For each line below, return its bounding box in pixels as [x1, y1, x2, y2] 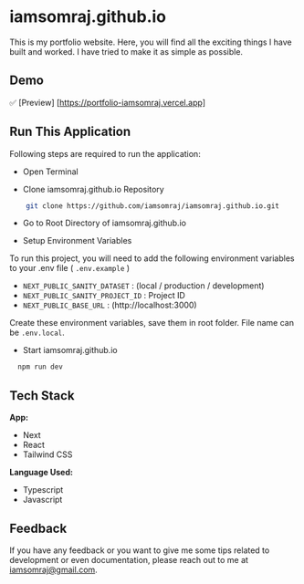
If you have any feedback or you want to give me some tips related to [9, 545, 270, 556]
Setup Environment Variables [22, 235, 132, 246]
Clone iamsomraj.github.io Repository [22, 183, 164, 194]
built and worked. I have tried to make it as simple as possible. [9, 46, 244, 57]
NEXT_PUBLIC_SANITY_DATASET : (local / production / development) [22, 280, 265, 291]
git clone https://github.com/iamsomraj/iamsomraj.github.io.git [26, 201, 280, 211]
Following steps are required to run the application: [9, 148, 201, 159]
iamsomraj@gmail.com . [9, 564, 98, 575]
